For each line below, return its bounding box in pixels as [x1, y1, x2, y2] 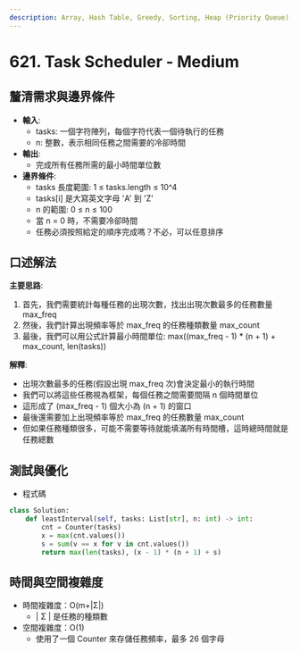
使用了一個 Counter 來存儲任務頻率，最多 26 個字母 [35, 633, 225, 644]
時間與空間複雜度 [9, 574, 104, 589]
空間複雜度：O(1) [21, 623, 85, 633]
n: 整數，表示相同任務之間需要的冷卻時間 [35, 137, 186, 147]
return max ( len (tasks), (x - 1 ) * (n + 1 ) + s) [41, 548, 221, 556]
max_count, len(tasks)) [21, 341, 107, 352]
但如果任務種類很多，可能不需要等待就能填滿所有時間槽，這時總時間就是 [21, 423, 288, 434]
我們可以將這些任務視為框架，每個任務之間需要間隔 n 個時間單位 [21, 389, 259, 400]
